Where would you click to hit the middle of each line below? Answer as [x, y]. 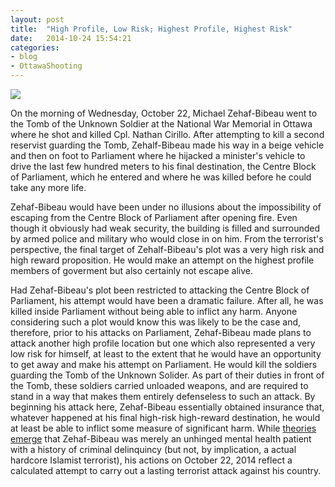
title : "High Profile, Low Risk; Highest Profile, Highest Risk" [151, 29]
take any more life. [48, 187]
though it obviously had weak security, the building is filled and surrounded [165, 228]
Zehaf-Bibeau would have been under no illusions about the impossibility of [166, 207]
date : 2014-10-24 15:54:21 [71, 38]
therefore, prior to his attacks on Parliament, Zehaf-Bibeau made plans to [161, 332]
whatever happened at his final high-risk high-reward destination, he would [165, 417]
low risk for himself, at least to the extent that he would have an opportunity [166, 354]
